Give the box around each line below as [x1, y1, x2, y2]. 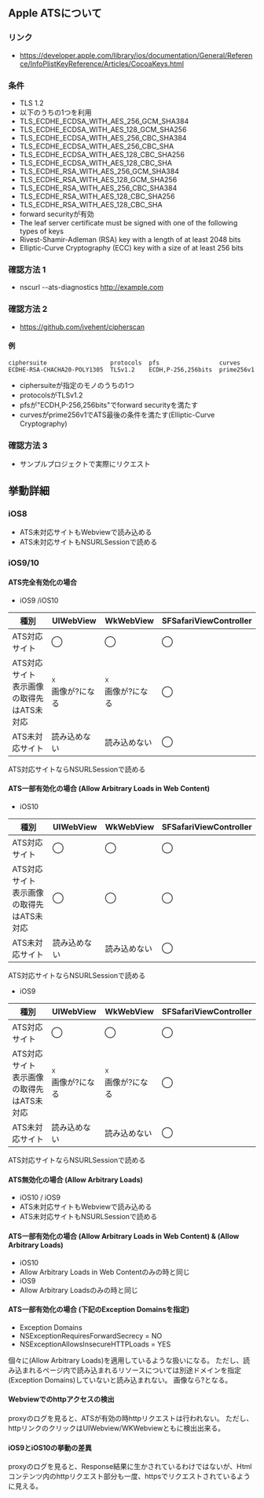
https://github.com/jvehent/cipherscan [19, 322, 145, 331]
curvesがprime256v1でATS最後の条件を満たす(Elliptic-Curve [19, 410, 215, 419]
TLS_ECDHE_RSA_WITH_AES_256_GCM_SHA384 [19, 167, 179, 176]
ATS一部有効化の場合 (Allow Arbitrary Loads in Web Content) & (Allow [8, 1231, 240, 1240]
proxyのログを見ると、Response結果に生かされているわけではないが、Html [8, 1462, 252, 1471]
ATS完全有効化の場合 [8, 577, 77, 587]
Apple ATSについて [8, 6, 102, 20]
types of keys [19, 226, 64, 236]
